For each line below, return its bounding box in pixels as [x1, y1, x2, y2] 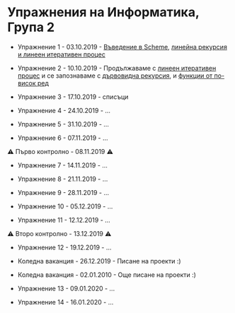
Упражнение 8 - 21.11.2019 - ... [17, 175, 108, 183]
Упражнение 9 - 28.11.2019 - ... [17, 188, 110, 196]
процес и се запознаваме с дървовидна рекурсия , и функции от [17, 71, 213, 80]
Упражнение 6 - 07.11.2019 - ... [17, 134, 108, 142]
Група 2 [7, 19, 55, 35]
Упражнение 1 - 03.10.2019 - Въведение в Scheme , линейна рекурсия [17, 42, 228, 51]
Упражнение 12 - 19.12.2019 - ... [17, 243, 112, 252]
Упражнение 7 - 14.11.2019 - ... [17, 160, 108, 170]
